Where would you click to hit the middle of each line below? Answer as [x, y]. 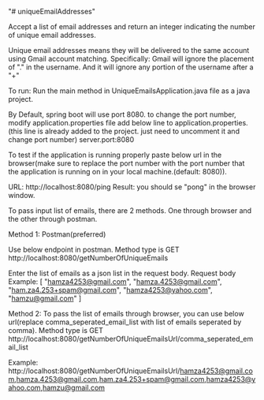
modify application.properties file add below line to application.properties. [128, 123]
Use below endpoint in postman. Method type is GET [94, 249]
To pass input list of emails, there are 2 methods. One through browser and [130, 211]
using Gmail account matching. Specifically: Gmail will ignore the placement [131, 59]
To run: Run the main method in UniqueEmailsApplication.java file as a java [129, 91]
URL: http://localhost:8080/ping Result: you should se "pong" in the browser [132, 187]
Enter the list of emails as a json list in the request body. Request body [122, 273]
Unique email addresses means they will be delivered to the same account [129, 50]
